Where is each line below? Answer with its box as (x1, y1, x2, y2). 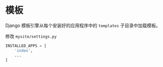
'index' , (14, 48, 33, 53)
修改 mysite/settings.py (5, 33, 57, 39)
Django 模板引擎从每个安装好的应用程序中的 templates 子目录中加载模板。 (5, 22, 160, 28)
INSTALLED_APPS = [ (5, 43, 47, 48)
